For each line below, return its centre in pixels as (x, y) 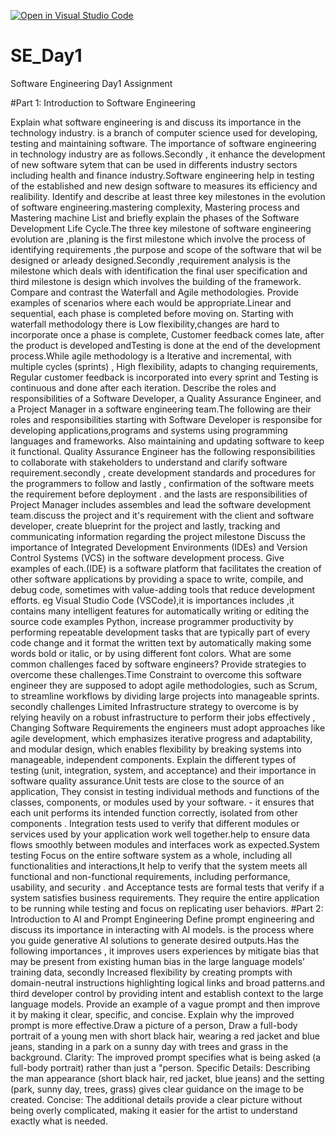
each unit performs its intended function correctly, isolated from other (154, 812)
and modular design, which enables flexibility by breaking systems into (156, 749)
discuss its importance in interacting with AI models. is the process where (162, 929)
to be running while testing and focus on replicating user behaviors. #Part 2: (167, 908)
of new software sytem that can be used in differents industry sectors (154, 164)
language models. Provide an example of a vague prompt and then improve (165, 1004)
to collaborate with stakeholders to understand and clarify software (149, 462)
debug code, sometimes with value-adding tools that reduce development (163, 589)
